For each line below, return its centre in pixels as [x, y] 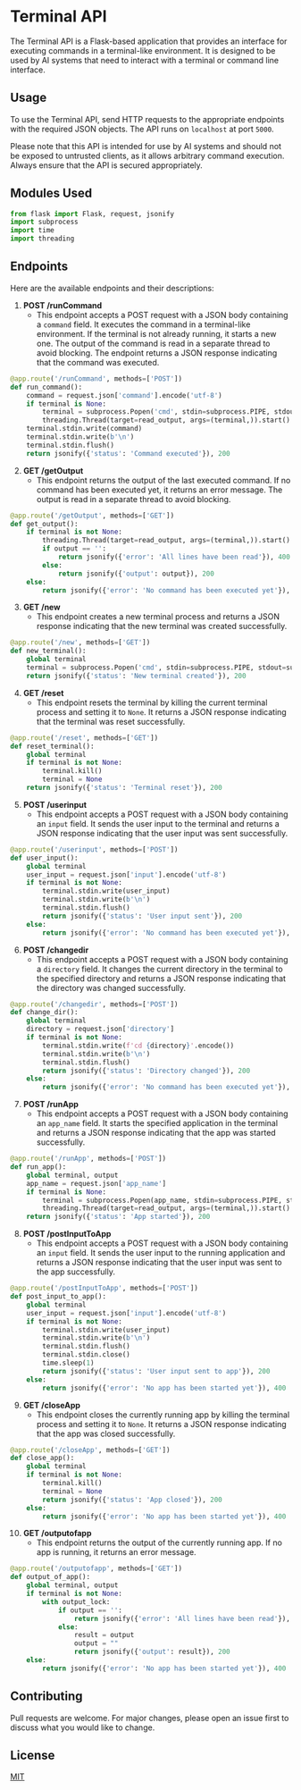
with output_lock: [76, 1601]
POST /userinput [55, 804]
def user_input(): [44, 858]
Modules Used [51, 193]
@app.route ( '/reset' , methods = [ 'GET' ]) [84, 738]
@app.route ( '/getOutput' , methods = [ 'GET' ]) [92, 516]
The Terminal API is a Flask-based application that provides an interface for [149, 41]
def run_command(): [46, 387]
